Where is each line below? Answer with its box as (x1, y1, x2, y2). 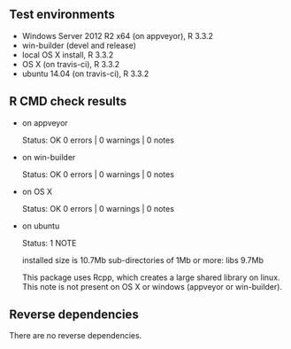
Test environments (9, 7, 115, 22)
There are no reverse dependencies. (9, 330, 142, 341)
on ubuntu (21, 221, 60, 231)
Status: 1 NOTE (21, 237, 77, 248)
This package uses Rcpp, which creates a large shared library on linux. (21, 272, 280, 283)
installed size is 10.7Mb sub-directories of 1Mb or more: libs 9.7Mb (21, 254, 264, 265)
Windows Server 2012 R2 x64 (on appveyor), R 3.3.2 (21, 30, 214, 41)
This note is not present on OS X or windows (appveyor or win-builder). (21, 281, 283, 291)
